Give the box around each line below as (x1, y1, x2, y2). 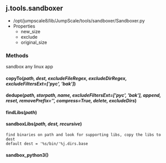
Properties (13, 23, 35, 29)
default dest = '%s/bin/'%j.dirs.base (6, 141, 88, 147)
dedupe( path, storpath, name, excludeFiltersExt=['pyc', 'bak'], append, (6, 92, 161, 98)
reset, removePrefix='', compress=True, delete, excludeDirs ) (6, 98, 137, 104)
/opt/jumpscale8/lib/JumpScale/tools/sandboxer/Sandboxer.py (13, 17, 145, 23)
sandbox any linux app (6, 64, 53, 70)
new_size (20, 28, 41, 35)
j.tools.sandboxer (6, 4, 63, 13)
